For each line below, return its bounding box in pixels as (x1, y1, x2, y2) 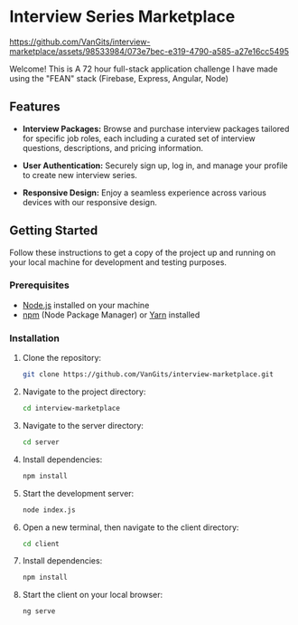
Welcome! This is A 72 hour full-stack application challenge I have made (9, 63, 278, 74)
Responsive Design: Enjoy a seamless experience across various (22, 187, 266, 198)
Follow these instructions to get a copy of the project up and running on (9, 247, 276, 258)
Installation (9, 332, 61, 345)
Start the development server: (22, 488, 135, 498)
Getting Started (9, 223, 98, 239)
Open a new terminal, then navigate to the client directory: (22, 522, 239, 533)
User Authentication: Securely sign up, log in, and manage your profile (22, 160, 289, 171)
